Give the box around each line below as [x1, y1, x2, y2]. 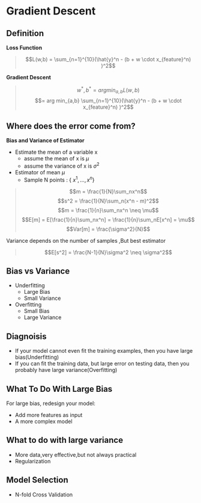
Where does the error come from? [6, 121, 136, 131]
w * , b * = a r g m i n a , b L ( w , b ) [77, 85, 140, 95]
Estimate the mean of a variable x [14, 148, 98, 156]
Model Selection [6, 475, 69, 485]
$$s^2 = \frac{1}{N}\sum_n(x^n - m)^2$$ [58, 197, 159, 204]
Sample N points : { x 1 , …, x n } [23, 175, 95, 183]
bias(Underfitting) [14, 353, 59, 361]
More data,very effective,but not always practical [14, 451, 137, 458]
